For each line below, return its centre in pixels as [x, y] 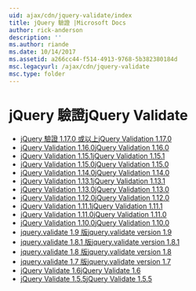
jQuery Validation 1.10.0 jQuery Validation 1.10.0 [95, 223]
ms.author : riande [39, 45]
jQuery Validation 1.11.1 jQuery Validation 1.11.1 [91, 206]
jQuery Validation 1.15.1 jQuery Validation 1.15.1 [93, 156]
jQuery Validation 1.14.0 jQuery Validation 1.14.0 [95, 172]
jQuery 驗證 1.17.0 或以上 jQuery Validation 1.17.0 [96, 138]
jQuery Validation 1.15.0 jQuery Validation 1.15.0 [94, 164]
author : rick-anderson [46, 30]
